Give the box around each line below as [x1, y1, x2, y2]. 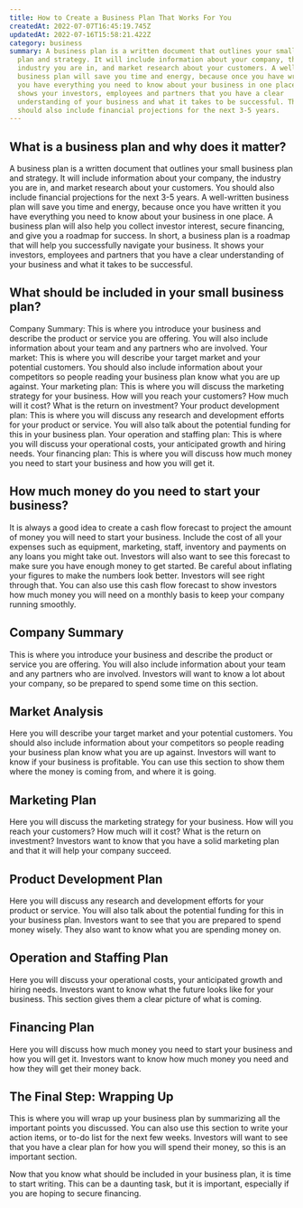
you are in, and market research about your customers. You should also [9, 183, 275, 193]
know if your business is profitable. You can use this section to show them [9, 756, 286, 768]
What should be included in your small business [9, 286, 284, 301]
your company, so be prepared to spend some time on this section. [9, 678, 259, 688]
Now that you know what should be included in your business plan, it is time [9, 1169, 291, 1180]
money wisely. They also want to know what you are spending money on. [9, 923, 281, 935]
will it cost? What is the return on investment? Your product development [9, 399, 280, 411]
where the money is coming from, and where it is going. [9, 766, 216, 777]
